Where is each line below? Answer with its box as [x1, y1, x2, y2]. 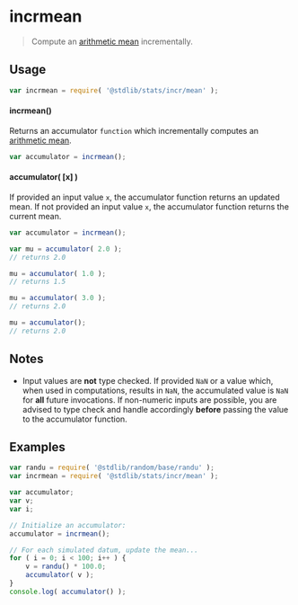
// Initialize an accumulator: [9, 520, 127, 529]
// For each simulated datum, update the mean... [9, 546, 199, 555]
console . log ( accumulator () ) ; [9, 587, 127, 596]
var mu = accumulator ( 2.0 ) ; [9, 245, 123, 254]
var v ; [9, 496, 34, 505]
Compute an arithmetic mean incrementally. [31, 36, 193, 47]
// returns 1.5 [9, 277, 66, 287]
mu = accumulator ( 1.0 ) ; [9, 269, 106, 278]
